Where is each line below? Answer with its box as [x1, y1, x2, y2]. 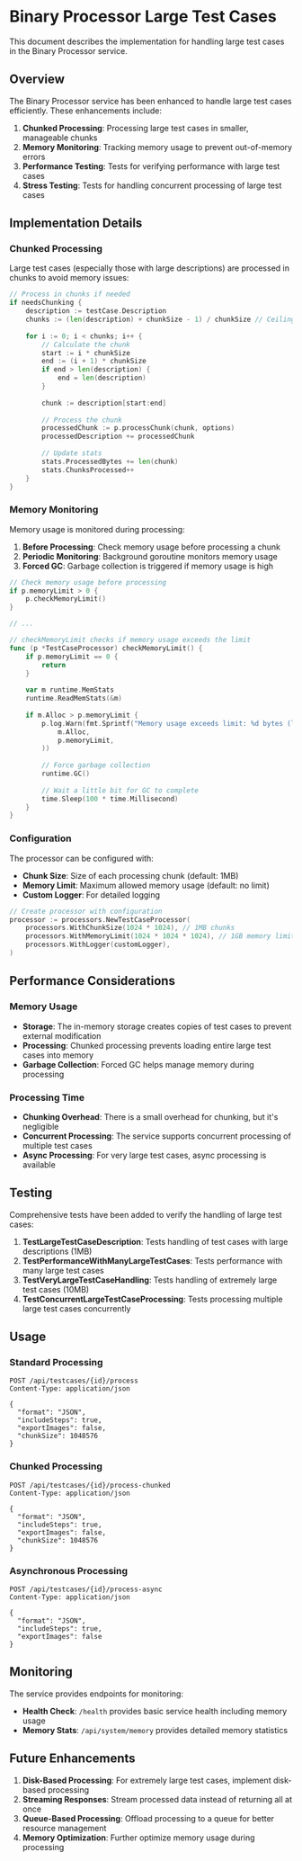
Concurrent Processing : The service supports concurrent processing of [22, 1131, 292, 1141]
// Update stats [41, 449, 102, 458]
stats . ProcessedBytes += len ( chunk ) [41, 457, 179, 466]
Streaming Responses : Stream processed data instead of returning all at [22, 1794, 292, 1804]
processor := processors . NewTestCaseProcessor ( [9, 915, 191, 924]
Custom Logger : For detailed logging [22, 889, 160, 900]
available [22, 1159, 56, 1170]
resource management [22, 1822, 107, 1833]
